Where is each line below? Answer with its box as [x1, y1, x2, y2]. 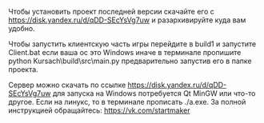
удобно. [8, 24, 35, 33]
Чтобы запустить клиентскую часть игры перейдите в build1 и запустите [8, 39, 257, 49]
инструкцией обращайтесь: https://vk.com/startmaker [8, 105, 190, 115]
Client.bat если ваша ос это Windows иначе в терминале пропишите [8, 48, 242, 57]
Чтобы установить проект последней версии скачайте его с [8, 7, 214, 16]
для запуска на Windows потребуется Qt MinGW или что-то [52, 89, 256, 98]
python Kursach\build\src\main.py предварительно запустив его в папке [8, 56, 252, 65]
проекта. [8, 65, 38, 74]
